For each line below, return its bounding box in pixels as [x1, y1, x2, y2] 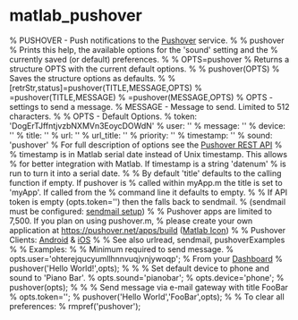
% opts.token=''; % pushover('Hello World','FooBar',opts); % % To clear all [9, 291, 285, 302]
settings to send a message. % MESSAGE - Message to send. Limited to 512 [9, 101, 290, 112]
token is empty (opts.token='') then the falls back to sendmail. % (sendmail [9, 196, 286, 206]
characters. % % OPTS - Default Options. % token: [9, 111, 197, 122]
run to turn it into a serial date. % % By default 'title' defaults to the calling [9, 167, 282, 179]
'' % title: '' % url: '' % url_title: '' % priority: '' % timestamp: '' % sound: [9, 130, 273, 140]
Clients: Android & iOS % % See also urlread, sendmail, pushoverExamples [9, 234, 285, 245]
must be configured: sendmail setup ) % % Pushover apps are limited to [9, 206, 273, 216]
